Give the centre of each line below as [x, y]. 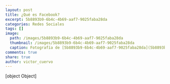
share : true [18, 57]
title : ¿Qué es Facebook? [32, 15]
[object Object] [21, 76]
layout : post [19, 10]
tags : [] [14, 29]
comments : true [21, 52]
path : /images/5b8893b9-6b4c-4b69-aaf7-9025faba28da [67, 38]
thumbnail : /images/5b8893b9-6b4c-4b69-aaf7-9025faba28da [72, 43]
